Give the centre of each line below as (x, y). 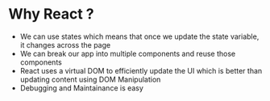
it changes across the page (65, 44)
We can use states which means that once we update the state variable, (139, 36)
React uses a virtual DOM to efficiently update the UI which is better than (141, 70)
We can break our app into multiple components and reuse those (128, 53)
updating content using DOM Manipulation (90, 79)
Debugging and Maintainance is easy (81, 88)
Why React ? (51, 14)
